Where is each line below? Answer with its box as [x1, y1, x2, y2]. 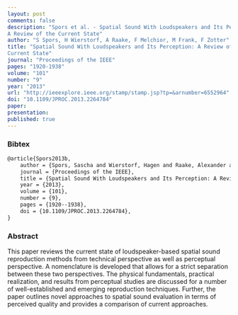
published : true [7, 115, 55, 122]
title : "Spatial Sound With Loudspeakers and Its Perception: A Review [7, 43, 223, 50]
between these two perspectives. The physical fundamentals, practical [7, 270, 215, 278]
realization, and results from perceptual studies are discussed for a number [7, 277, 227, 285]
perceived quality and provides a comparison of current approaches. [7, 299, 208, 308]
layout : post [7, 10, 46, 18]
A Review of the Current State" [7, 30, 103, 38]
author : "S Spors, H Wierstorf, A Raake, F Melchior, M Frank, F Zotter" [7, 37, 230, 44]
